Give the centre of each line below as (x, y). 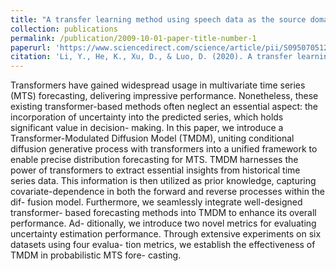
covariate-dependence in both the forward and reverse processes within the (167, 192)
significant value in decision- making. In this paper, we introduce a (147, 128)
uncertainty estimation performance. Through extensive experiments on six (166, 234)
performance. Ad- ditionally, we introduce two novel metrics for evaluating (163, 223)
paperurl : (31, 47)
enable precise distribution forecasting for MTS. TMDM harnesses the (154, 160)
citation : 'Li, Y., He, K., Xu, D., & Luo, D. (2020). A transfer (151, 57)
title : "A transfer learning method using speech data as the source (158, 19)
